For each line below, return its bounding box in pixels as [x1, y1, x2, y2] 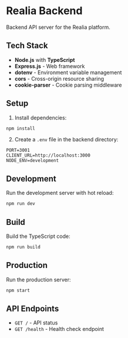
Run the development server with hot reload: [6, 190, 114, 197]
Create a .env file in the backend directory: [14, 136, 119, 143]
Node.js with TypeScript [14, 56, 75, 63]
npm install [6, 125, 35, 131]
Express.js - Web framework [14, 62, 85, 69]
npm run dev [6, 201, 35, 207]
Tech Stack [6, 41, 48, 51]
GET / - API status [14, 319, 58, 326]
